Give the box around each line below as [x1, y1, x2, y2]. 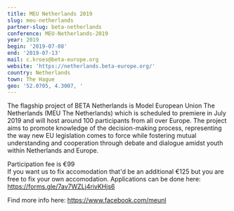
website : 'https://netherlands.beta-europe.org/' [7, 63, 156, 70]
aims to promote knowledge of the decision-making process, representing [7, 124, 223, 132]
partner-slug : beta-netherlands [7, 23, 102, 30]
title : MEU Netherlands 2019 [7, 10, 93, 18]
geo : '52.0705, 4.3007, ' [7, 82, 83, 89]
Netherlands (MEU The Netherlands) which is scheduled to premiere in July [7, 109, 226, 117]
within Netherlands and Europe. [7, 146, 99, 155]
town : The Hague [7, 75, 55, 83]
